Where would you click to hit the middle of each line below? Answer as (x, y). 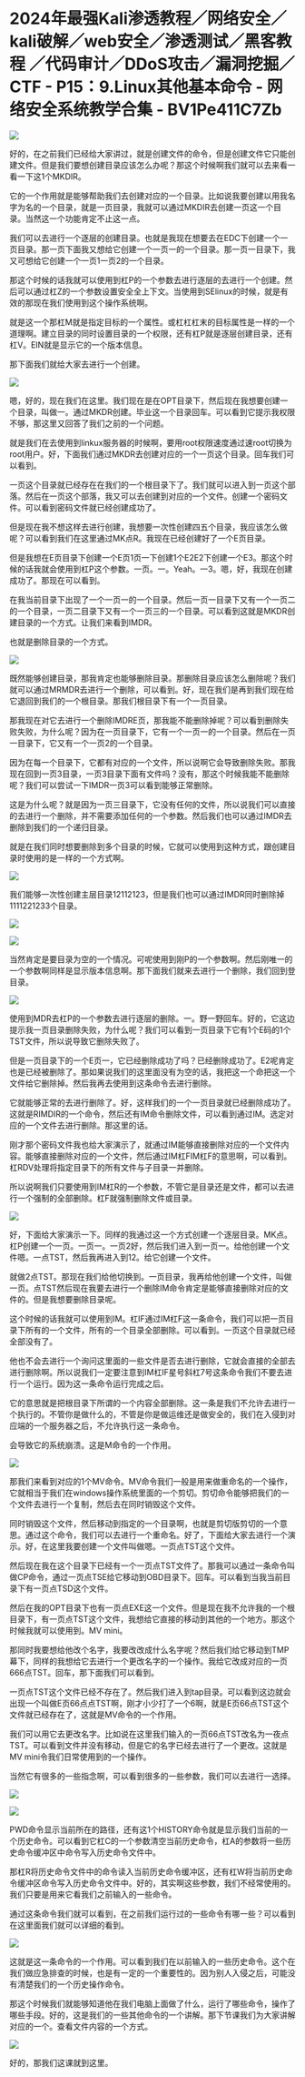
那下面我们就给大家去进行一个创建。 (77, 364)
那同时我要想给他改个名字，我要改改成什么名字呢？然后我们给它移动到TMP (149, 1649)
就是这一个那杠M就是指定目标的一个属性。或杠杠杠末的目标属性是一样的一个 (152, 322)
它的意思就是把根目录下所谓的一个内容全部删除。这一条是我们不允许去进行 (148, 1403)
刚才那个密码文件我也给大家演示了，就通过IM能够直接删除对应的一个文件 (145, 1144)
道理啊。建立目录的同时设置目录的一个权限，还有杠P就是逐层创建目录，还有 (151, 333)
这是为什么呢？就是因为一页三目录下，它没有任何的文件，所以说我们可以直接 (152, 804)
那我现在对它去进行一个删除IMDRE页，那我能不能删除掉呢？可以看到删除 (145, 720)
